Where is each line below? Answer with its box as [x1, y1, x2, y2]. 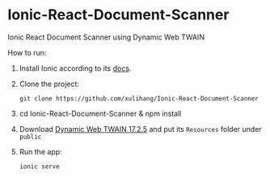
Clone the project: [19, 79, 80, 88]
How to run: [7, 47, 47, 57]
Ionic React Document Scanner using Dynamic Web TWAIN [7, 32, 205, 42]
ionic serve [19, 163, 60, 171]
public [19, 133, 42, 141]
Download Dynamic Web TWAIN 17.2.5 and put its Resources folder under [19, 124, 262, 134]
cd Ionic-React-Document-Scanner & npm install [19, 109, 182, 118]
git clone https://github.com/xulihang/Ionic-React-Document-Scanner [19, 94, 259, 102]
